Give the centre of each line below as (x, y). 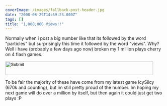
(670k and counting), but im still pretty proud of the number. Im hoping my (82, 88)
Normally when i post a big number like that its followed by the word (76, 38)
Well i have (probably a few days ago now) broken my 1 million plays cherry (83, 49)
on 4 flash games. (24, 55)
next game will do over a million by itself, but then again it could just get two (84, 93)
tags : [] (14, 19)
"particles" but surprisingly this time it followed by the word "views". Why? (82, 44)
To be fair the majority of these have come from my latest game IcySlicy (80, 82)
